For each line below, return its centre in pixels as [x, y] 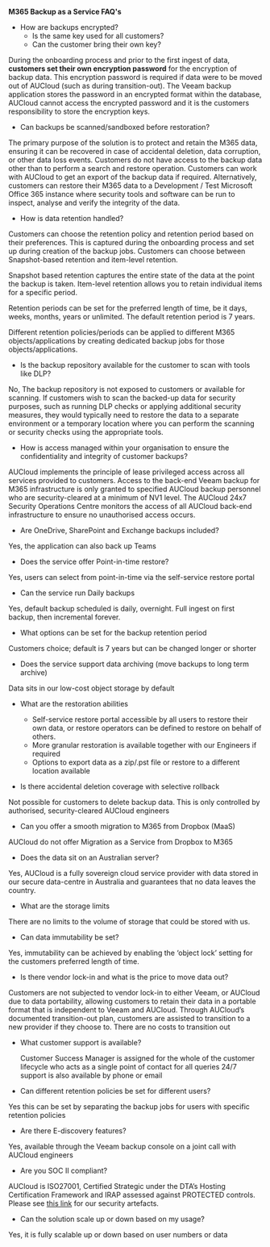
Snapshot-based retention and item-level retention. [93, 260]
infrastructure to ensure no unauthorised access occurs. [102, 515]
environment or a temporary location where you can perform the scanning [132, 423]
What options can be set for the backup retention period [113, 633]
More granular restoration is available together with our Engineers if [144, 745]
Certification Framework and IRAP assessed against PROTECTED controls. [132, 1195]
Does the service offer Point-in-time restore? [94, 561]
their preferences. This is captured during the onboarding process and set [131, 242]
